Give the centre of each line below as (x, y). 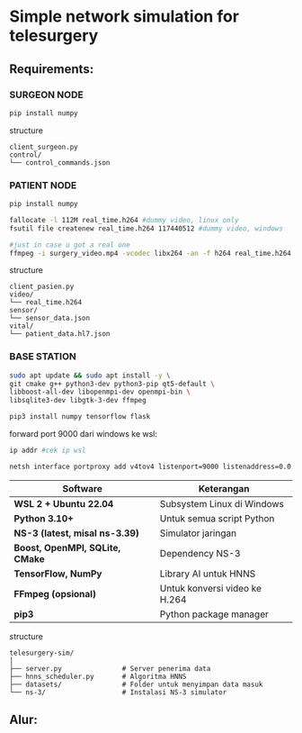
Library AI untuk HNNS (208, 574)
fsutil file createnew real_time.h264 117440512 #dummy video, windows (146, 228)
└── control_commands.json (60, 163)
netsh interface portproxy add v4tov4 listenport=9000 (114, 466)
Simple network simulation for (124, 17)
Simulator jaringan (198, 533)
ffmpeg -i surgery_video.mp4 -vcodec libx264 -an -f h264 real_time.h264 (151, 253)
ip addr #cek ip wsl (48, 451)
